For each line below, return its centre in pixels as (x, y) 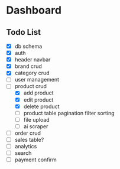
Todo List (24, 32)
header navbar (33, 60)
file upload (36, 119)
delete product (41, 106)
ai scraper (36, 126)
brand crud (28, 66)
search (23, 153)
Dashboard (34, 10)
